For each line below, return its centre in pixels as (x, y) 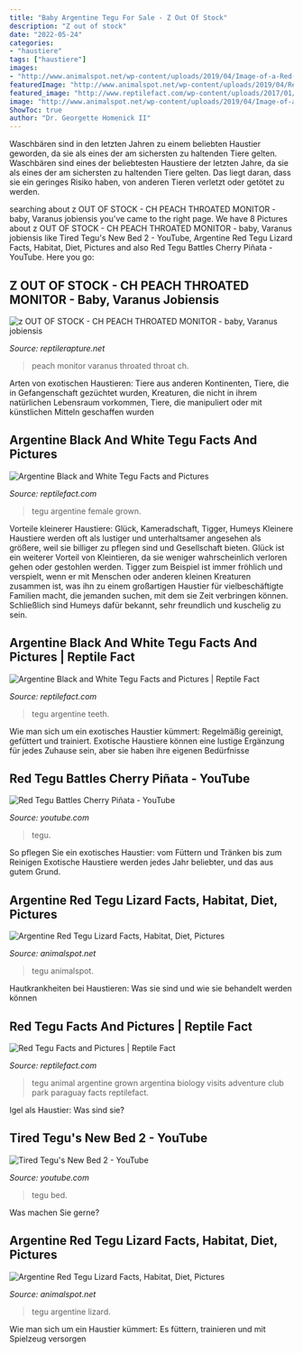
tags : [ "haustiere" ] (48, 59)
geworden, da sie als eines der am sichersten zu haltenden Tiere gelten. (143, 153)
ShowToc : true (36, 110)
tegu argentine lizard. (71, 1312)
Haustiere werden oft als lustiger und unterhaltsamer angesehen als (135, 538)
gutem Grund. (35, 872)
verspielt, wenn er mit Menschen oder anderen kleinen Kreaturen (130, 576)
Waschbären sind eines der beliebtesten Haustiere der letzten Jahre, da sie (149, 163)
